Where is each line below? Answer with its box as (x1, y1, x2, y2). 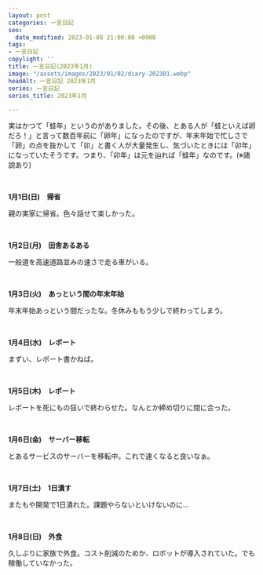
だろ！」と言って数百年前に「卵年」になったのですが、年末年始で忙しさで (8, 131, 249, 140)
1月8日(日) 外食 (8, 532, 63, 541)
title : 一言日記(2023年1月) (8, 63, 93, 71)
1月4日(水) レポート (8, 338, 77, 348)
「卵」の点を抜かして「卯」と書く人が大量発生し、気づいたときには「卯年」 (8, 140, 256, 150)
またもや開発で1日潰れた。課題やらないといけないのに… (8, 500, 189, 510)
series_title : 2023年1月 (8, 92, 87, 100)
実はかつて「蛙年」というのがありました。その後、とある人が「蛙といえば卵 (8, 121, 256, 130)
